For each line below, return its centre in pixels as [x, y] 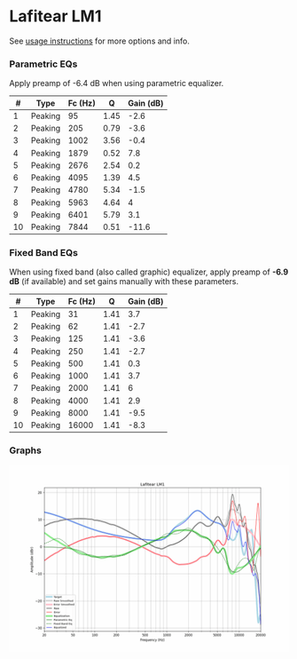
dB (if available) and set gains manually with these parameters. [124, 282]
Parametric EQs [43, 64]
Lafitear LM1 [55, 16]
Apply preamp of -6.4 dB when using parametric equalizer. [117, 83]
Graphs [25, 450]
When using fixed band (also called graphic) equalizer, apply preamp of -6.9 [149, 272]
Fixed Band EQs [43, 252]
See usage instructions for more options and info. [100, 41]
